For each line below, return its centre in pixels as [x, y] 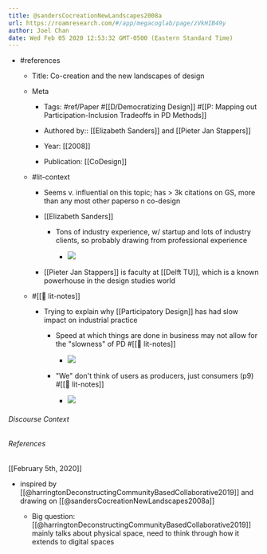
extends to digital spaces [73, 542]
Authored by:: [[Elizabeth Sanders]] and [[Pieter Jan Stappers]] [147, 131]
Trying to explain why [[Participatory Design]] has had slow [141, 312]
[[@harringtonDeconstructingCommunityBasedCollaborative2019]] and [136, 493]
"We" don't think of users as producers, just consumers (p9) [155, 376]
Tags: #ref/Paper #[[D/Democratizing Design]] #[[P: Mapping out [150, 107]
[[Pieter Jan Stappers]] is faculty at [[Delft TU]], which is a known [151, 273]
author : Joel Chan [39, 30]
